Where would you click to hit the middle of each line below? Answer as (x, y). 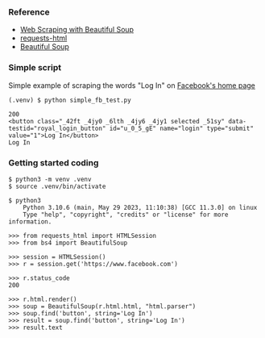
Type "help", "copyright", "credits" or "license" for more (126, 215)
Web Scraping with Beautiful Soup (77, 30)
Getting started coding (54, 162)
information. (30, 221)
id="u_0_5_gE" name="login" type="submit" (181, 128)
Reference (29, 12)
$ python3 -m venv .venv (50, 179)
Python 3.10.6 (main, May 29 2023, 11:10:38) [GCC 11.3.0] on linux (140, 207)
